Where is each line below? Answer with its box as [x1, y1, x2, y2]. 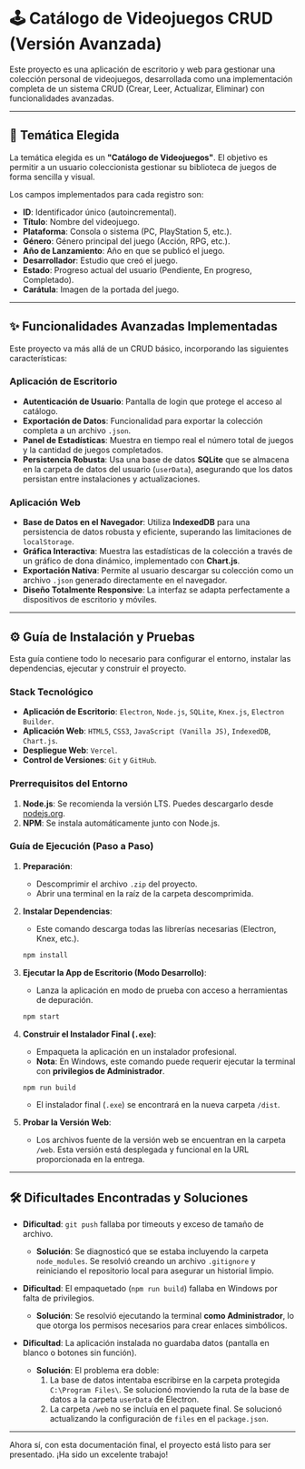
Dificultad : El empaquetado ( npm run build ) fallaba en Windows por [22, 1283, 279, 1294]
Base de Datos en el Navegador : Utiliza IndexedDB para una [22, 517, 251, 528]
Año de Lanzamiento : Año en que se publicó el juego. [22, 245, 225, 256]
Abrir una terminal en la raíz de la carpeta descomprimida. [35, 887, 254, 898]
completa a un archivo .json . [22, 425, 132, 436]
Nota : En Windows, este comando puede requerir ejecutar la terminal [35, 1056, 296, 1067]
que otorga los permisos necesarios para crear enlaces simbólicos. [35, 1320, 288, 1331]
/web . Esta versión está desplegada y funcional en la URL [35, 1144, 250, 1155]
